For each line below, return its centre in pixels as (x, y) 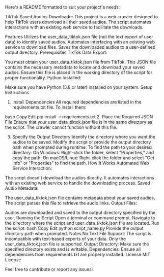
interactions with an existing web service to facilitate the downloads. (74, 27)
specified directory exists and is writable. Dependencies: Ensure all (73, 249)
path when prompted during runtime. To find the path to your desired (82, 147)
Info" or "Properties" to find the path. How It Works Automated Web (81, 163)
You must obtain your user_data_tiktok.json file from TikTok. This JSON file (81, 62)
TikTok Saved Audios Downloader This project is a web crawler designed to (82, 17)
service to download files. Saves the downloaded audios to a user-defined (80, 47)
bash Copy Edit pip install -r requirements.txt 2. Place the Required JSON (79, 117)
